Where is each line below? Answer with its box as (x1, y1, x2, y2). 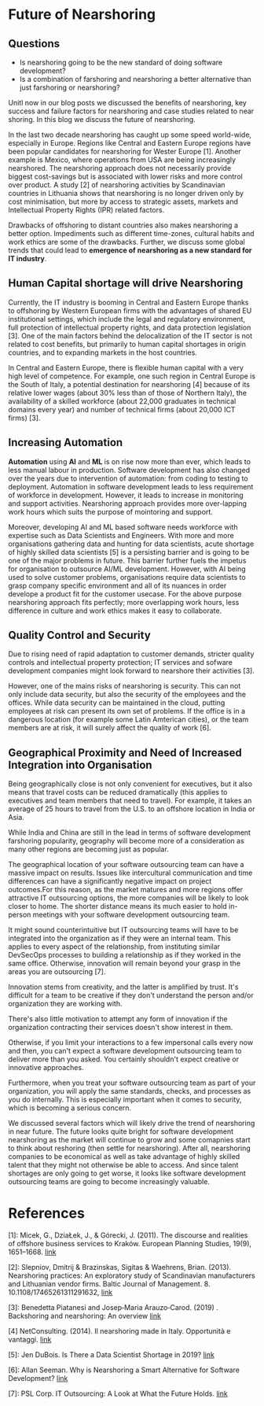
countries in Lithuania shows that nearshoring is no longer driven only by (8, 189, 244, 197)
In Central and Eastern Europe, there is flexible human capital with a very (8, 363, 244, 372)
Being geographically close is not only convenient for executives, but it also (8, 779, 253, 788)
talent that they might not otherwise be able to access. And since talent (8, 1161, 239, 1170)
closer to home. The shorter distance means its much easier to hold (8, 902, 228, 911)
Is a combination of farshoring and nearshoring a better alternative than (19, 75, 251, 83)
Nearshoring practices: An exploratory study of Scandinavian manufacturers (8, 1271, 255, 1280)
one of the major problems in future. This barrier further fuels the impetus (8, 555, 247, 565)
